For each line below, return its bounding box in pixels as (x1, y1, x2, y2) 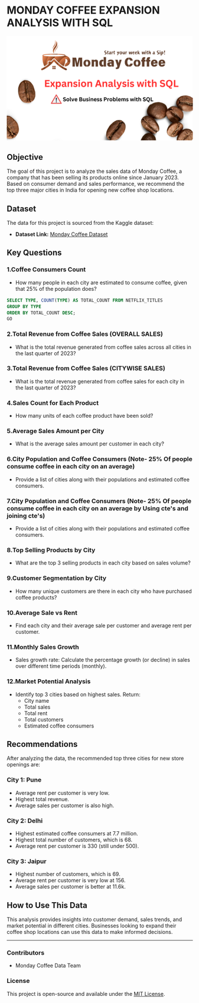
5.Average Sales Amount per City (6, 427, 105, 435)
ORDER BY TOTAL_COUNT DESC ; (6, 310, 76, 316)
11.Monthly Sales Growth (6, 643, 79, 651)
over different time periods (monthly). (15, 663, 107, 670)
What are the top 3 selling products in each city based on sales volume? (15, 559, 191, 566)
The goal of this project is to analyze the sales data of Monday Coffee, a (6, 168, 182, 175)
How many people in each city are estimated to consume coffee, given (15, 278, 188, 286)
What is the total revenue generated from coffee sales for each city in (15, 378, 185, 385)
